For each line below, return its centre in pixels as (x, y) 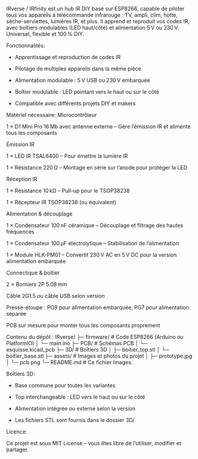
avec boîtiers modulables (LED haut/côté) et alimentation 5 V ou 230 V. (93, 27)
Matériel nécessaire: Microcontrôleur (52, 115)
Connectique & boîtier (33, 273)
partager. (17, 449)
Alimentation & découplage (39, 214)
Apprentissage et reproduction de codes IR (68, 57)
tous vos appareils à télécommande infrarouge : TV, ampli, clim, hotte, (92, 15)
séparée (16, 314)
